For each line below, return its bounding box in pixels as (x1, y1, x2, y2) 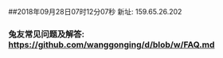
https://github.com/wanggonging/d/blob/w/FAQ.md (8, 39, 215, 50)
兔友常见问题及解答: (8, 29, 85, 40)
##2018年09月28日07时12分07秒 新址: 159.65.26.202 (8, 7, 182, 16)
